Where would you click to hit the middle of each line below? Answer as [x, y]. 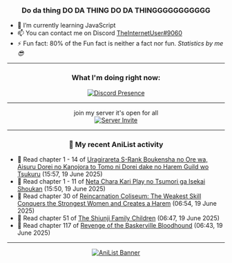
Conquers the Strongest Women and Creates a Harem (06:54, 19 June [117, 203]
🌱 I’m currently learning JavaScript [66, 26]
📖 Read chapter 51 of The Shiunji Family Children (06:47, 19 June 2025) [118, 218]
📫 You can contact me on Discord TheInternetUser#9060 [100, 33]
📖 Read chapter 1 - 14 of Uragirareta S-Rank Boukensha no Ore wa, [113, 159]
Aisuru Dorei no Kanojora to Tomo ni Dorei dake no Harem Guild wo [113, 166]
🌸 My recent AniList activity [116, 144]
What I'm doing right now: [116, 78]
